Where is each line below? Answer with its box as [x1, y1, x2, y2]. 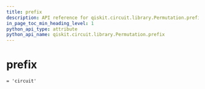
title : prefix [6, 9, 43, 15]
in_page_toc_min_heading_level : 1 [6, 20, 95, 26]
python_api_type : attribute [6, 26, 78, 32]
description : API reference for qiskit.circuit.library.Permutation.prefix [6, 15, 203, 21]
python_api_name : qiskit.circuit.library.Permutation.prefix [6, 32, 165, 38]
